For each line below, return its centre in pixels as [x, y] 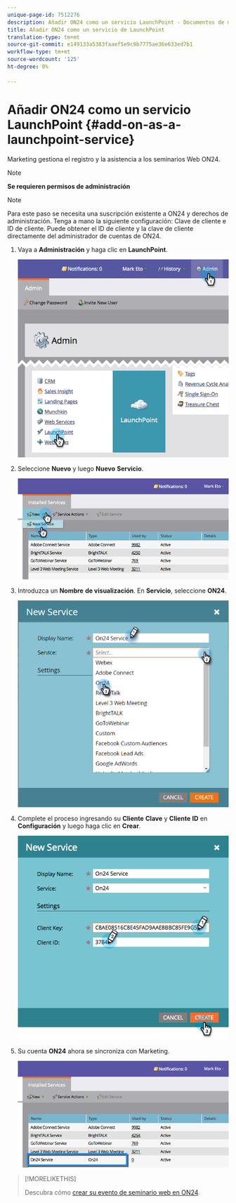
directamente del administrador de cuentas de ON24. [84, 236]
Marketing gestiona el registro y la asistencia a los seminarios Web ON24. [114, 159]
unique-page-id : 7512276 [44, 15]
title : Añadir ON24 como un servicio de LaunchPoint [86, 29]
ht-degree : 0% [28, 67]
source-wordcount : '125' [44, 60]
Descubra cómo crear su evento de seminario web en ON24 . [112, 1192]
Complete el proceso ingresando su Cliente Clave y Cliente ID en [112, 818]
